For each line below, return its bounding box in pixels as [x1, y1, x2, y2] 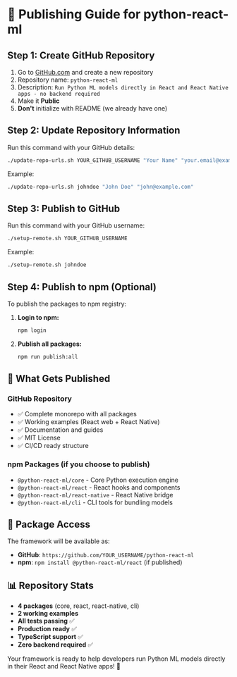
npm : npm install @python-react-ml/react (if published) [17, 558, 183, 566]
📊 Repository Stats [7, 579, 94, 591]
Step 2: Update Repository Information [7, 125, 181, 137]
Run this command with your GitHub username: [7, 221, 145, 230]
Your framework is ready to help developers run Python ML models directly [7, 654, 226, 663]
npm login [17, 327, 47, 334]
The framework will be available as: [7, 537, 111, 545]
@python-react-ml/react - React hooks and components [17, 483, 181, 492]
